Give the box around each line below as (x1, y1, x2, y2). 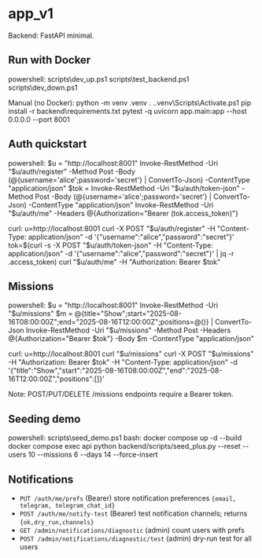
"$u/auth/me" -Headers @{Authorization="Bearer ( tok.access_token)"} (8, 208, 238, 218)
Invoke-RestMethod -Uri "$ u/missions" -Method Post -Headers (25, 325, 231, 335)
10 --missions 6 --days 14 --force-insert (28, 450, 159, 460)
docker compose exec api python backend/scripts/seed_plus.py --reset (8, 442, 242, 451)
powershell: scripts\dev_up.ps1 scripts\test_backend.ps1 (8, 74, 190, 83)
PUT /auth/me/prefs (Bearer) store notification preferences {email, (19, 494, 237, 503)
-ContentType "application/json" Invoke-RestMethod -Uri (28, 200, 214, 209)
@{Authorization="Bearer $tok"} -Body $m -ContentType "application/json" (8, 334, 254, 343)
